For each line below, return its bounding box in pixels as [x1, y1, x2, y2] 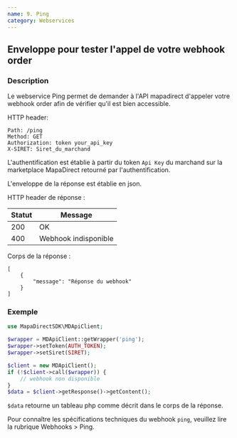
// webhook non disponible [20, 375, 100, 383]
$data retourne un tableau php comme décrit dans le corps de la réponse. [7, 401, 223, 410]
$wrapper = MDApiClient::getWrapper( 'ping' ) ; [7, 336, 144, 343]
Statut [11, 210, 33, 220]
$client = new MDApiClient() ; [7, 362, 98, 369]
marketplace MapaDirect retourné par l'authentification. [7, 166, 171, 174]
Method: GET [7, 133, 43, 141]
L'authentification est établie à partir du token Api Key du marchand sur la [7, 158, 223, 167]
